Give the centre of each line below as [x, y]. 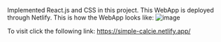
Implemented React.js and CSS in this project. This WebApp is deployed [111, 10]
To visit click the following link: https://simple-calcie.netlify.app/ [99, 31]
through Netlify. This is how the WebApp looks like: [80, 17]
